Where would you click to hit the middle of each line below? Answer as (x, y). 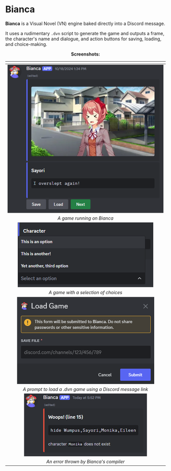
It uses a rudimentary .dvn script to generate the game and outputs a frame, (85, 33)
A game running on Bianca (85, 218)
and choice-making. (26, 44)
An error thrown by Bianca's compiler (85, 462)
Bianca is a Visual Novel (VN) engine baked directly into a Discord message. (85, 23)
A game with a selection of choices (85, 293)
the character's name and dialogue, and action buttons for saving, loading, (83, 39)
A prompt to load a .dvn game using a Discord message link (85, 389)
